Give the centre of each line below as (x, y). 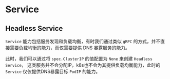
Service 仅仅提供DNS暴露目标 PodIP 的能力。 (53, 71)
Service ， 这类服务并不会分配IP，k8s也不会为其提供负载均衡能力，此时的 (83, 65)
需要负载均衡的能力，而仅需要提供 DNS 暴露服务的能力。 (70, 48)
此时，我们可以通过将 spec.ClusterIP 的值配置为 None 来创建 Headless (79, 58)
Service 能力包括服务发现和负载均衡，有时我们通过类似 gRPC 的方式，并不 (83, 41)
